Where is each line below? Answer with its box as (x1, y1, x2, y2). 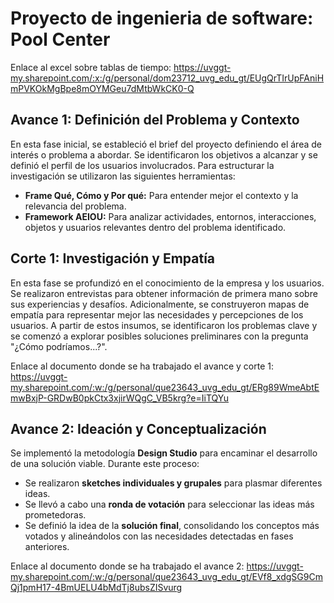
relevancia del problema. (24, 200, 127, 212)
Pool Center (10, 28, 111, 51)
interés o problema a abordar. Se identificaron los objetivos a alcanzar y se (10, 148, 318, 161)
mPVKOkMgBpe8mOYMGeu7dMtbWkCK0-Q (10, 82, 195, 94)
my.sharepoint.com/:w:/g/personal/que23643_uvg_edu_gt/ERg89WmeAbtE (10, 381, 320, 393)
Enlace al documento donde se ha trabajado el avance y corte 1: (10, 360, 274, 372)
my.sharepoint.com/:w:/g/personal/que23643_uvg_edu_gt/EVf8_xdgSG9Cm (10, 571, 323, 583)
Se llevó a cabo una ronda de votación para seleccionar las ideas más (24, 498, 315, 511)
